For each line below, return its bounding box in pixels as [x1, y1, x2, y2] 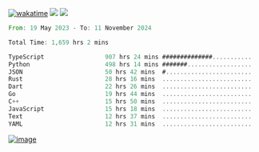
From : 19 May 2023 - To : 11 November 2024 [8, 24, 152, 32]
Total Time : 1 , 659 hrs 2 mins [8, 38, 110, 46]
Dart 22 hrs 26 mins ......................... [8, 82, 252, 91]
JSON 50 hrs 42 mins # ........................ [8, 68, 252, 76]
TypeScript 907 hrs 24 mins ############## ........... [8, 53, 252, 61]
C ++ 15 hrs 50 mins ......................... [8, 98, 252, 106]
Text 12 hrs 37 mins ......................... [8, 112, 252, 120]
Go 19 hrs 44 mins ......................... [8, 90, 252, 98]
